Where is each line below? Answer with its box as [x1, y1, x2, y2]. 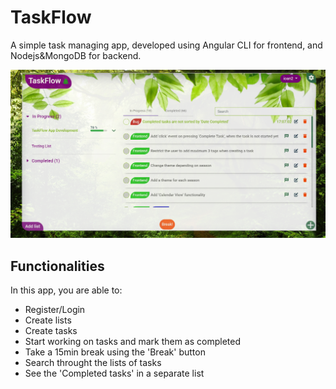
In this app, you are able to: [10, 284, 123, 296]
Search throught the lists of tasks [24, 356, 162, 368]
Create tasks [24, 324, 78, 336]
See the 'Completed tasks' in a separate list [24, 367, 205, 379]
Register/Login [24, 303, 86, 315]
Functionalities [10, 257, 105, 275]
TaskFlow [10, 6, 92, 29]
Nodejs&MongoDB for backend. [10, 49, 142, 61]
